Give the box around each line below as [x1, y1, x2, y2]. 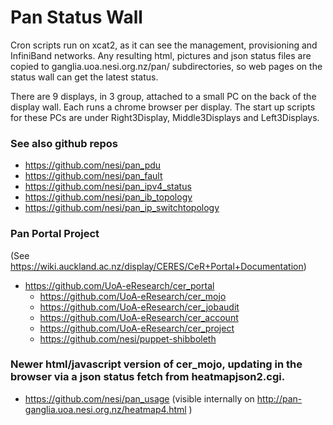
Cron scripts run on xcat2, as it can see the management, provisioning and [10, 39, 318, 51]
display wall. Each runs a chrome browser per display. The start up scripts [10, 101, 316, 113]
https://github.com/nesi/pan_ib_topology [24, 191, 193, 203]
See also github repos [10, 136, 118, 150]
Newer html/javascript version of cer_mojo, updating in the [10, 357, 303, 371]
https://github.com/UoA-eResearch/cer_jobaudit [39, 301, 240, 313]
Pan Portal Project [10, 227, 100, 241]
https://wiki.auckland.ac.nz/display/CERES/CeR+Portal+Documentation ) [10, 260, 307, 272]
